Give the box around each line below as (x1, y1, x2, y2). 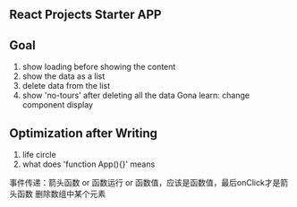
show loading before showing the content (21, 62, 176, 73)
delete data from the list (21, 81, 111, 91)
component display (21, 99, 94, 110)
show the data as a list (21, 71, 106, 82)
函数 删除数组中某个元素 (16, 188, 106, 200)
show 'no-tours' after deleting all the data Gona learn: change (21, 90, 250, 101)
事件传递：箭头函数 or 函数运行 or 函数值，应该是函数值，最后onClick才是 (9, 177, 281, 188)
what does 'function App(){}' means (21, 159, 156, 169)
